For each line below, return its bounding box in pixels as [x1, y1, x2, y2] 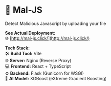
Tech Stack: [5, 45, 30, 51]
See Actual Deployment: [5, 30, 56, 36]
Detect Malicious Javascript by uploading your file [5, 21, 106, 26]
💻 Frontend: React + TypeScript [5, 63, 71, 69]
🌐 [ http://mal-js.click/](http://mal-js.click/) [5, 35, 90, 41]
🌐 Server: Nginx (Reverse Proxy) [5, 57, 72, 63]
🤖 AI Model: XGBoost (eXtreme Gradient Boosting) [5, 75, 107, 81]
